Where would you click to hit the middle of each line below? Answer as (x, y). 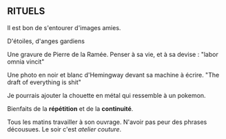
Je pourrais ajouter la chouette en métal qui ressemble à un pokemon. (106, 95)
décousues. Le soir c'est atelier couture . (64, 129)
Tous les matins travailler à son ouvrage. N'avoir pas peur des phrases (107, 122)
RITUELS (26, 11)
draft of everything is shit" (44, 82)
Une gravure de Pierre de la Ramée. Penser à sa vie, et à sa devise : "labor (113, 54)
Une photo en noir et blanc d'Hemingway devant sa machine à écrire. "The (113, 75)
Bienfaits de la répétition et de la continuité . (70, 108)
